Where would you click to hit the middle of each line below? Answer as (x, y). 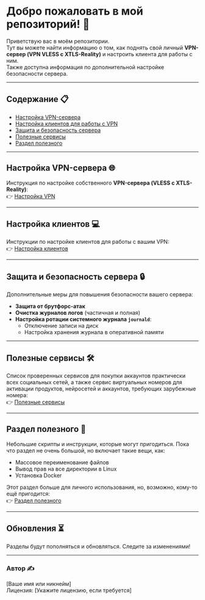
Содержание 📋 (38, 99)
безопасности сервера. (37, 73)
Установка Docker (38, 475)
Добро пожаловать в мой (75, 11)
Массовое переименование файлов (62, 462)
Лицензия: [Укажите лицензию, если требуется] (69, 590)
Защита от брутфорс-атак (50, 306)
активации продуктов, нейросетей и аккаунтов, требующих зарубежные (101, 389)
